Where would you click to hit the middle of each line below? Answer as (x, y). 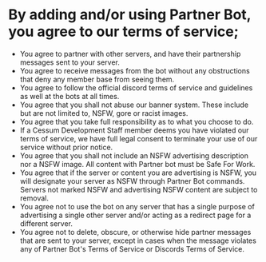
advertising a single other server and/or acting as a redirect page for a (135, 215)
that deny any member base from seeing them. (97, 79)
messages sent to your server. (69, 62)
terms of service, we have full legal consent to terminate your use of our (139, 138)
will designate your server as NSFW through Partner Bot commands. (132, 181)
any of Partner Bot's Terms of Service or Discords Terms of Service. (132, 248)
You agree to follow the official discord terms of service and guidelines (136, 87)
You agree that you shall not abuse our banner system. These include (134, 105)
